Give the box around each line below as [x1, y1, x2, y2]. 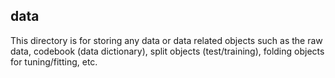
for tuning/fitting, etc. [10, 55, 98, 68]
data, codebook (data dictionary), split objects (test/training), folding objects [10, 45, 325, 57]
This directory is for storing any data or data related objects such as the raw [10, 34, 323, 46]
